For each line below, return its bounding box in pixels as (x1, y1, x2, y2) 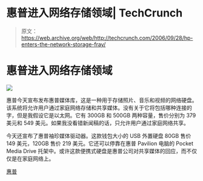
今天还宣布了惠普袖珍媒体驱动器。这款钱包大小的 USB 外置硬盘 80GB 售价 (6, 132, 191, 139)
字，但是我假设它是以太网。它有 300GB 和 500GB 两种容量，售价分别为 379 (6, 111, 196, 119)
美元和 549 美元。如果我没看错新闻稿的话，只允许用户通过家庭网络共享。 (6, 119, 189, 126)
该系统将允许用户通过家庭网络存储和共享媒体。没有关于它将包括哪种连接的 (6, 104, 192, 111)
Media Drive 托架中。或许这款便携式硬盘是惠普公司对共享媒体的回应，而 (6, 147, 187, 154)
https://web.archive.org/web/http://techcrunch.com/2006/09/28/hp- (21, 34, 193, 41)
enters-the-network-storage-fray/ (21, 41, 106, 48)
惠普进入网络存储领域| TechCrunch (6, 6, 183, 20)
